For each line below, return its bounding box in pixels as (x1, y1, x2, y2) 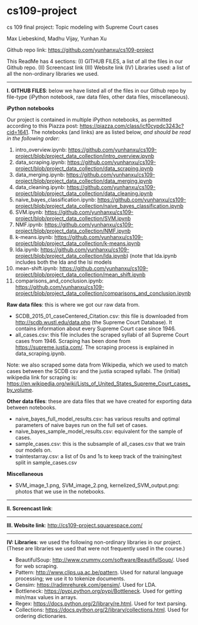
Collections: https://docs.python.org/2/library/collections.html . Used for (15, 606, 189, 613)
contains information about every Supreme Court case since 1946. (15, 325, 176, 332)
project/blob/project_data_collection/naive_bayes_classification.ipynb (15, 202, 184, 209)
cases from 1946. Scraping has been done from (15, 337, 131, 344)
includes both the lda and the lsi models (15, 258, 112, 266)
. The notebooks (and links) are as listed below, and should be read (28, 128, 191, 136)
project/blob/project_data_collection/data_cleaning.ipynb (15, 190, 153, 197)
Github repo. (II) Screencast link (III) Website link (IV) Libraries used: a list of (6, 63, 190, 71)
